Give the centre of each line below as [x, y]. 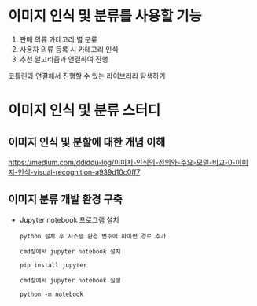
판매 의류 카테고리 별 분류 [59, 39]
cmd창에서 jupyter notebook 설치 [70, 251]
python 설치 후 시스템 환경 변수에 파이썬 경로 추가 [93, 236]
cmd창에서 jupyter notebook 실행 [70, 280]
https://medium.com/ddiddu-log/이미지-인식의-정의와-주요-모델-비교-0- [122, 162]
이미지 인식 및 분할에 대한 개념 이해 [87, 142]
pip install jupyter [53, 265]
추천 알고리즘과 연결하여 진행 [64, 59]
